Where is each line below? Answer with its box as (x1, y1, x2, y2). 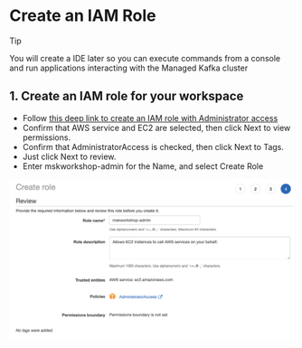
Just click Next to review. (22, 151, 117, 162)
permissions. (22, 132, 71, 143)
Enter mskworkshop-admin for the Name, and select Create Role (22, 160, 264, 172)
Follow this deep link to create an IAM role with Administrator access (22, 112, 278, 123)
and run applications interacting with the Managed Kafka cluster (9, 62, 249, 73)
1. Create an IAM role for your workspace (9, 89, 244, 104)
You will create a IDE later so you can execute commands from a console (9, 52, 281, 63)
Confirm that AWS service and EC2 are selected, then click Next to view (22, 122, 291, 133)
